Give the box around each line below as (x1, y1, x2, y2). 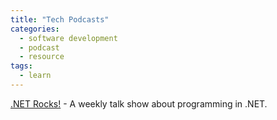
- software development (19, 33, 118, 43)
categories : (10, 24, 60, 34)
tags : (10, 61, 33, 71)
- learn (19, 71, 52, 81)
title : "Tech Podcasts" (10, 14, 110, 25)
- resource (19, 52, 65, 62)
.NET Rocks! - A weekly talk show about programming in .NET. (10, 97, 268, 110)
